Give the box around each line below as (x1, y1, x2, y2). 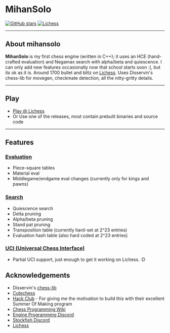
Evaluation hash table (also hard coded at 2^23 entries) (12, 232, 128, 238)
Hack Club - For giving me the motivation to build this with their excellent (12, 295, 164, 302)
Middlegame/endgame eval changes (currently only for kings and (12, 176, 149, 182)
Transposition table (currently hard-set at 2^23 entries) (12, 227, 127, 233)
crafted (5, 58, 21, 64)
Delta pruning (12, 211, 41, 217)
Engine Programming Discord (12, 311, 74, 318)
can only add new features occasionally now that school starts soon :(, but (5, 64, 161, 70)
